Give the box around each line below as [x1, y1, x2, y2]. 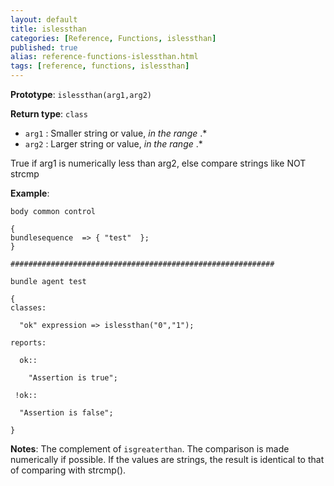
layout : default [10, 14, 78, 25]
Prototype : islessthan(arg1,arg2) [10, 89, 152, 100]
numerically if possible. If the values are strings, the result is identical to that [10, 454, 325, 465]
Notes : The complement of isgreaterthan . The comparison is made [10, 443, 290, 455]
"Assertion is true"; [28, 373, 118, 383]
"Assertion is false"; [19, 408, 114, 418]
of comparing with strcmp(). [10, 464, 127, 476]
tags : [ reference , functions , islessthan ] [10, 61, 190, 71]
